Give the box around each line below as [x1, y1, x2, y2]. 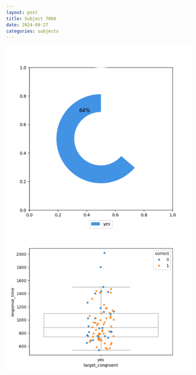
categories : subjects [6, 28, 59, 34]
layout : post [6, 9, 38, 15]
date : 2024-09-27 [6, 22, 49, 28]
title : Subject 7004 [6, 15, 57, 22]
